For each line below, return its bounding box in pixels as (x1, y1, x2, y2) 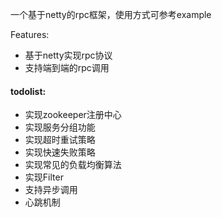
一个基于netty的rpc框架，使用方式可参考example (10, 9, 212, 20)
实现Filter (24, 171, 64, 183)
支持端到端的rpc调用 (24, 62, 110, 73)
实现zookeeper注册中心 (24, 109, 122, 121)
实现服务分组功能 (24, 121, 96, 133)
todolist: (10, 85, 47, 97)
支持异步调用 (24, 184, 78, 196)
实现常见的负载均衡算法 (24, 159, 122, 171)
